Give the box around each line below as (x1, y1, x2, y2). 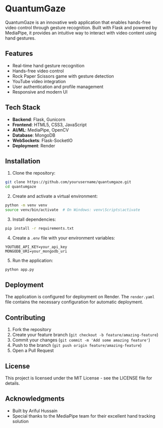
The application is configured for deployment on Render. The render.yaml (5, 294, 155, 300)
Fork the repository (12, 327, 52, 333)
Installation (5, 157, 41, 165)
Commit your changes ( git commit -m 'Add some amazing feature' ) (12, 337, 151, 343)
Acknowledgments (5, 394, 65, 403)
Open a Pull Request (12, 347, 54, 354)
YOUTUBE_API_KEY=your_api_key (5, 244, 68, 249)
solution (12, 418, 29, 424)
